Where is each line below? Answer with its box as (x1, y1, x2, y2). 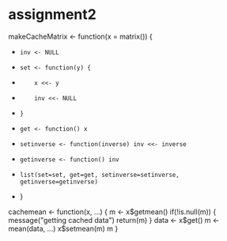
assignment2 (8, 6, 96, 24)
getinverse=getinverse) (19, 178, 99, 186)
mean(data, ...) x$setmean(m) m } (8, 224, 119, 233)
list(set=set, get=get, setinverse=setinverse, (19, 171, 180, 179)
